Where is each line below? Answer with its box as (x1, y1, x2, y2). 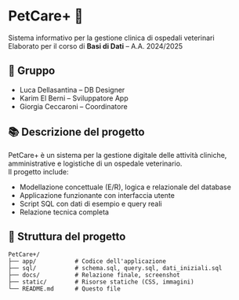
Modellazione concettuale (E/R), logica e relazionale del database (19, 182, 231, 192)
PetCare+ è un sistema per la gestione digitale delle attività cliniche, (8, 150, 227, 159)
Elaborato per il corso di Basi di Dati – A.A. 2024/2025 (8, 41, 183, 50)
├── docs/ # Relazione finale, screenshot (8, 271, 180, 280)
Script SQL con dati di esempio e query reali (19, 199, 162, 208)
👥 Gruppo (8, 64, 56, 78)
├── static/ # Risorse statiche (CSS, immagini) (8, 278, 194, 286)
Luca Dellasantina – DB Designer (19, 85, 125, 94)
